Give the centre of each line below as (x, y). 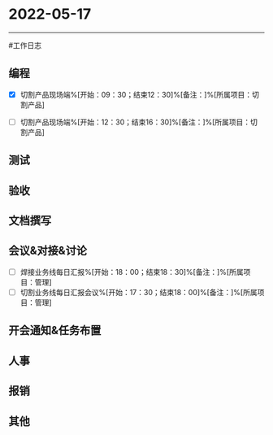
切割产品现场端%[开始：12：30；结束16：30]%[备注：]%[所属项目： (135, 122)
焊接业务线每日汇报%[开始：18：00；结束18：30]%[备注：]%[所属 (132, 272)
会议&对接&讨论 (48, 251)
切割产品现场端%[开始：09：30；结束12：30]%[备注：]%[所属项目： (136, 94)
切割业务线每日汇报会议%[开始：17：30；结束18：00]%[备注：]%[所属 (139, 292)
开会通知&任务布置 (55, 331)
